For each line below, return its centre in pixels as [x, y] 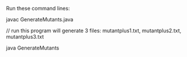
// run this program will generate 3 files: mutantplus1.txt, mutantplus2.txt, [94, 31]
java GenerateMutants [33, 48]
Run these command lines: [38, 8]
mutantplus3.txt [25, 37]
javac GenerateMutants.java [40, 19]
